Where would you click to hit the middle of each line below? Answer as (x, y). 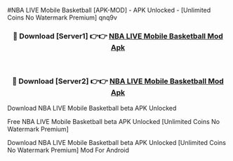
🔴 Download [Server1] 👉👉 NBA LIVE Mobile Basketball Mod (118, 36)
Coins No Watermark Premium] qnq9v (62, 17)
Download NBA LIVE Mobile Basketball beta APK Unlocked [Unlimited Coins (117, 142)
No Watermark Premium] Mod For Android (68, 150)
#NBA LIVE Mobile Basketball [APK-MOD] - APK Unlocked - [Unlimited (109, 10)
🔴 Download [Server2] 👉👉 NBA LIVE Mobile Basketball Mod (118, 81)
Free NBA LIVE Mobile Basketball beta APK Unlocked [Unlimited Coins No (113, 121)
